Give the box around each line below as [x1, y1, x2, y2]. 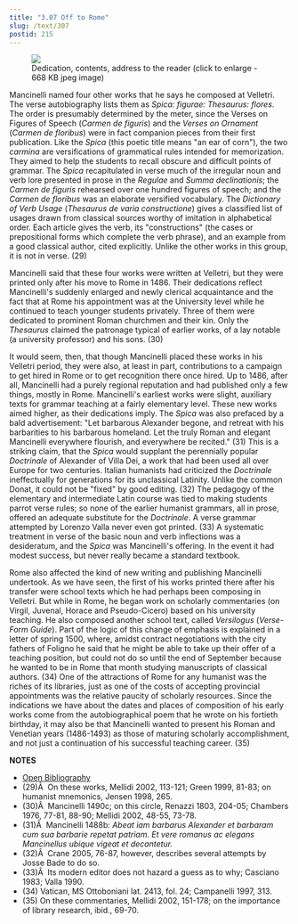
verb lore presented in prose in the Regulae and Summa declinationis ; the [9, 175, 279, 185]
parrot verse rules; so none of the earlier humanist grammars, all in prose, [9, 503, 279, 513]
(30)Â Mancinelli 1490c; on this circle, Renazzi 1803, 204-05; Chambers [21, 801, 289, 812]
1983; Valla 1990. [21, 877, 85, 887]
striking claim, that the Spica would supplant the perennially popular [9, 446, 259, 457]
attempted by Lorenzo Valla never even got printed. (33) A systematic [9, 522, 264, 533]
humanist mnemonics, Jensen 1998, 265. [21, 791, 173, 802]
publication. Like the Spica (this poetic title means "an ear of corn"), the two [9, 137, 288, 148]
